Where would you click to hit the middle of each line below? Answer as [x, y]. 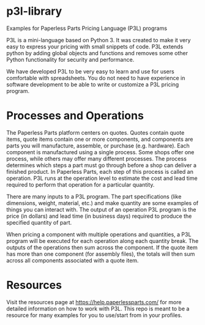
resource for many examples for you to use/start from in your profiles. [94, 315]
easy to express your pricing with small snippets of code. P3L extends [95, 47]
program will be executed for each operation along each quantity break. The [102, 241]
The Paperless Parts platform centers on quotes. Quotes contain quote [95, 132]
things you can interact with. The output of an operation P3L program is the [101, 209]
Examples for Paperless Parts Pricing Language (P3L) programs [87, 28]
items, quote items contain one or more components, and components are [100, 139]
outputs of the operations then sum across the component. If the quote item [102, 247]
